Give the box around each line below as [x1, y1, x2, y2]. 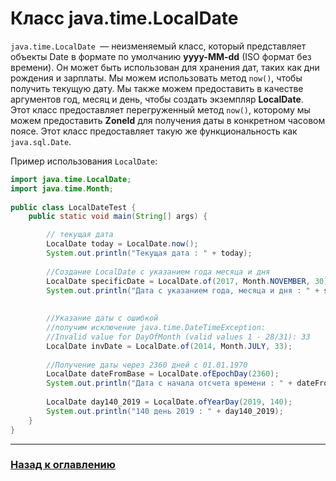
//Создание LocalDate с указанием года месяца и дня [46, 267, 271, 277]
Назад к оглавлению [10, 458, 116, 472]
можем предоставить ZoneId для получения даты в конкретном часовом [10, 114, 326, 126]
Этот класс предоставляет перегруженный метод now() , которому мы [10, 103, 311, 116]
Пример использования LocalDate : [10, 155, 158, 167]
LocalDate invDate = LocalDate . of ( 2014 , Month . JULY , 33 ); [46, 341, 293, 351]
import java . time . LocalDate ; [10, 174, 132, 184]
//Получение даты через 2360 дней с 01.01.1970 [46, 360, 248, 370]
